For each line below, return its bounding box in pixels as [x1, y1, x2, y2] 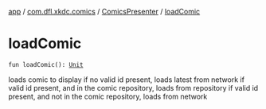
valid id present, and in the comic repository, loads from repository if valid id [8, 83, 259, 92]
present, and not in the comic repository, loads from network [8, 91, 208, 101]
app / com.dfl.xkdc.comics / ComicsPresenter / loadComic [8, 7, 201, 16]
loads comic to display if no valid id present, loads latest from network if [8, 75, 245, 84]
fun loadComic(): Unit [8, 60, 84, 68]
